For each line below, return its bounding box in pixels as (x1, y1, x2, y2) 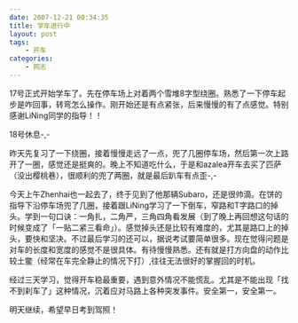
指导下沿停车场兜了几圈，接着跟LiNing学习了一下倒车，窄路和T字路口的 (9, 200, 271, 210)
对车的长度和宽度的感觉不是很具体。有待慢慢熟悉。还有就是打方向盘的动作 (9, 244, 281, 255)
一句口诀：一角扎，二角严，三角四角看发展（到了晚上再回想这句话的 (39, 210, 289, 222)
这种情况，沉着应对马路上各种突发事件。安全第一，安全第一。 (55, 285, 281, 295)
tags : (9, 37, 29, 47)
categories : (9, 54, 53, 63)
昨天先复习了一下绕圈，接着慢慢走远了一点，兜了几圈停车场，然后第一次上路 (9, 147, 289, 158)
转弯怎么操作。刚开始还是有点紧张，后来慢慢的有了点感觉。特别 (55, 98, 289, 109)
